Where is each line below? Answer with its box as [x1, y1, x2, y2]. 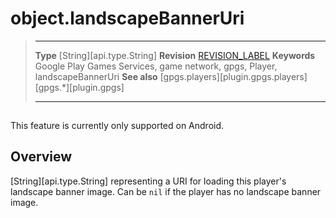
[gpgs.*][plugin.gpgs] [34, 81, 125, 93]
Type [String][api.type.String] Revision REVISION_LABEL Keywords [34, 49, 316, 61]
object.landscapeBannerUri [10, 7, 245, 30]
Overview [10, 148, 73, 166]
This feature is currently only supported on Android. [10, 119, 225, 131]
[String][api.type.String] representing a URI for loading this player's [10, 175, 287, 187]
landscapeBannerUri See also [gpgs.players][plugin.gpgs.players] [34, 70, 308, 82]
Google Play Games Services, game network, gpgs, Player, [34, 60, 278, 72]
